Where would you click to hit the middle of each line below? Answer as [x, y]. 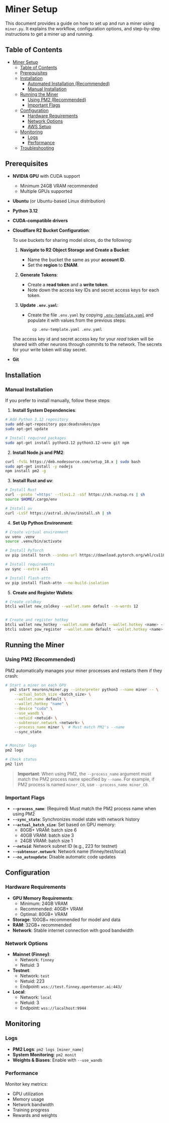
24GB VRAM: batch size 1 [46, 840]
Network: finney [37, 959]
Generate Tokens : [39, 275]
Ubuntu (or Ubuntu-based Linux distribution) [59, 201]
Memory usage [28, 1099]
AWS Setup [39, 126]
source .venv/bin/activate [33, 541]
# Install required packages [36, 438]
